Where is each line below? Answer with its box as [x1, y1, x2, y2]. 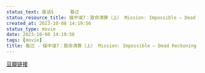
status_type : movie [6, 26, 56, 32]
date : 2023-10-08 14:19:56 [6, 32, 75, 38]
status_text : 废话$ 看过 [6, 9, 79, 15]
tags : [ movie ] [6, 37, 43, 43]
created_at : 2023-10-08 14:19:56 [6, 20, 92, 26]
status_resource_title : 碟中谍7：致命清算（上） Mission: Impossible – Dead [6, 15, 196, 21]
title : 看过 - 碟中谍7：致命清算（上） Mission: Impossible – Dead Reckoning [6, 43, 197, 49]
